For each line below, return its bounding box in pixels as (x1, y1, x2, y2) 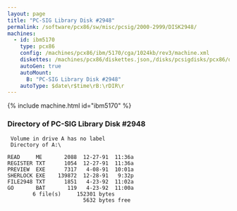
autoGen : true (20, 63, 61, 70)
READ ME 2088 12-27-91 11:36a (7, 153, 134, 160)
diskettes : (20, 56, 52, 63)
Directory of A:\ (10, 141, 61, 148)
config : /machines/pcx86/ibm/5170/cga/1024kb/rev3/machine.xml (20, 50, 210, 57)
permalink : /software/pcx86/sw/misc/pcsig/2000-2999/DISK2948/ (7, 23, 197, 30)
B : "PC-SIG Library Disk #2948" (25, 75, 121, 83)
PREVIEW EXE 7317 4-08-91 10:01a (7, 166, 134, 173)
